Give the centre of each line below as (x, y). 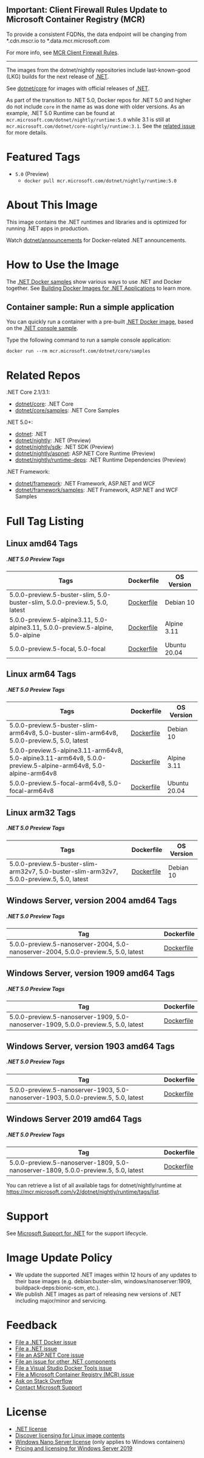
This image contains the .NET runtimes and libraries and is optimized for (97, 222)
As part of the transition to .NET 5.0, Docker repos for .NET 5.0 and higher (99, 100)
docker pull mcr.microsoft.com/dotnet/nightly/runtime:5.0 (100, 181)
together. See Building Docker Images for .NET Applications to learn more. (99, 288)
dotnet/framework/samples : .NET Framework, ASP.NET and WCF (97, 490)
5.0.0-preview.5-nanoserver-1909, (62, 1017)
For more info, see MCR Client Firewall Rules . (63, 52)
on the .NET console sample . (42, 328)
